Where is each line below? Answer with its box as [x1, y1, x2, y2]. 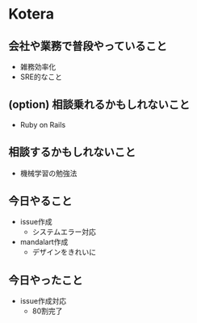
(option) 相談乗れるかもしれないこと [8, 98, 191, 111]
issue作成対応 [19, 296, 67, 306]
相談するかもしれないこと [8, 145, 136, 159]
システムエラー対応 [31, 227, 97, 237]
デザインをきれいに [31, 247, 97, 257]
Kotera [8, 5, 55, 23]
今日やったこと [8, 273, 83, 287]
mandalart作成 [19, 237, 69, 247]
